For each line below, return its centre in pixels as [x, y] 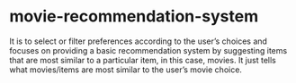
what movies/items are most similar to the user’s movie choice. [126, 70]
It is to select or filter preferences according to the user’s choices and [139, 41]
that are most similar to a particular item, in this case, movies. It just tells [143, 60]
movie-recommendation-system [134, 17]
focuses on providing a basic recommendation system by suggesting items [148, 50]
